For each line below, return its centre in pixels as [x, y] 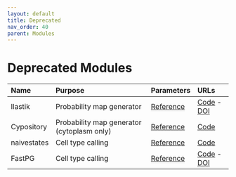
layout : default [31, 14]
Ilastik [20, 107]
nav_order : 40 [28, 27]
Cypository [29, 127]
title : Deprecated [34, 20]
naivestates [30, 143]
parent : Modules [31, 33]
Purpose [70, 91]
